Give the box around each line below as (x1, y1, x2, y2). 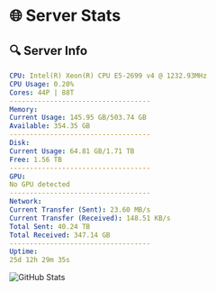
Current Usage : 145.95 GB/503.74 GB (9, 114, 147, 123)
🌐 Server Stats (9, 5, 121, 26)
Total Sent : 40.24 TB (9, 222, 91, 231)
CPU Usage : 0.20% (9, 79, 75, 88)
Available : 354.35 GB (9, 122, 91, 131)
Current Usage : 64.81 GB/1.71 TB (9, 146, 135, 156)
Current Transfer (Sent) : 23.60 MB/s (9, 205, 151, 214)
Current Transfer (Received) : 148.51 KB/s (9, 214, 171, 223)
